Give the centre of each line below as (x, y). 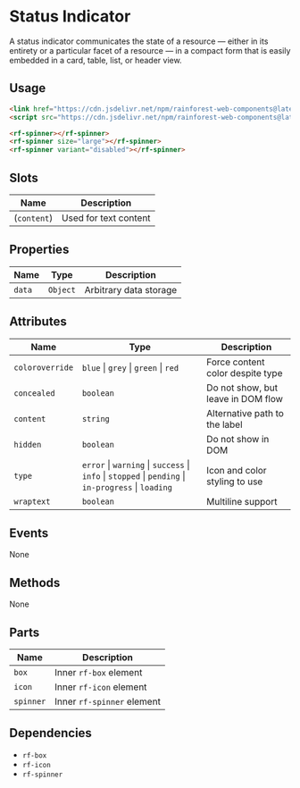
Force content (236, 362)
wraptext (32, 501)
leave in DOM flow (245, 398)
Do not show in (238, 439)
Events (29, 533)
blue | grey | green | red (130, 367)
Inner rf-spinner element (108, 701)
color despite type (245, 373)
